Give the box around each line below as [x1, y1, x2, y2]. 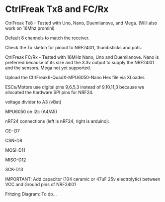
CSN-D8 [5, 137, 22, 143]
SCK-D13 [5, 166, 23, 172]
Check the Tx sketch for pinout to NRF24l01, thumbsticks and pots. [5, 44, 143, 50]
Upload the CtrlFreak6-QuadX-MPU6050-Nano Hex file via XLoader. [5, 74, 146, 80]
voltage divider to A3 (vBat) [5, 99, 62, 105]
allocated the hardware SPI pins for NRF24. [5, 89, 93, 95]
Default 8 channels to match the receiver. [5, 35, 90, 41]
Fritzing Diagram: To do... [5, 191, 57, 197]
